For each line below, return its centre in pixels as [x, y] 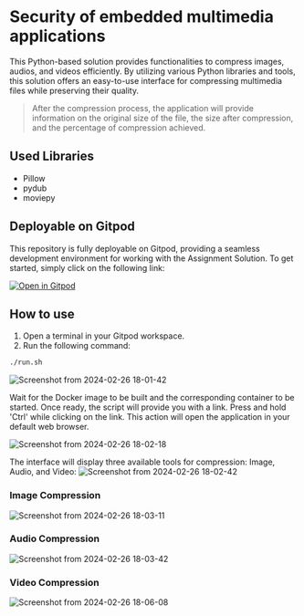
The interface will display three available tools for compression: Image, [142, 462]
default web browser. [49, 427]
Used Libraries [52, 157]
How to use [42, 313]
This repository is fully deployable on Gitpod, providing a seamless [135, 248]
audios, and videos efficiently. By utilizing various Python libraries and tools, [152, 71]
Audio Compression [55, 538]
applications [58, 36]
